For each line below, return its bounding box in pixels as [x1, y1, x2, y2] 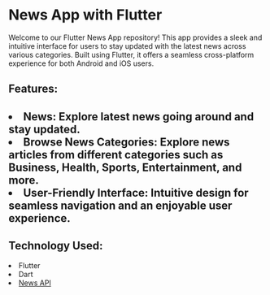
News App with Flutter [8, 6, 163, 24]
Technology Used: [8, 239, 103, 253]
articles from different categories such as [8, 148, 224, 162]
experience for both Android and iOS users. [8, 59, 155, 68]
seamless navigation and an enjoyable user [8, 198, 233, 212]
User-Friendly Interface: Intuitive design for [23, 185, 250, 200]
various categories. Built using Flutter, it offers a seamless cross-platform [8, 50, 255, 59]
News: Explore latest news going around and [23, 110, 255, 124]
